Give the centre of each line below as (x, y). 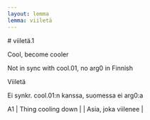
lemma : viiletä (30, 20)
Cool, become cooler (38, 54)
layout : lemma (28, 14)
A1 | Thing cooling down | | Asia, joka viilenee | (75, 109)
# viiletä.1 (21, 40)
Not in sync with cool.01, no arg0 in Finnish (70, 68)
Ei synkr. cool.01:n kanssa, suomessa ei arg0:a (75, 95)
